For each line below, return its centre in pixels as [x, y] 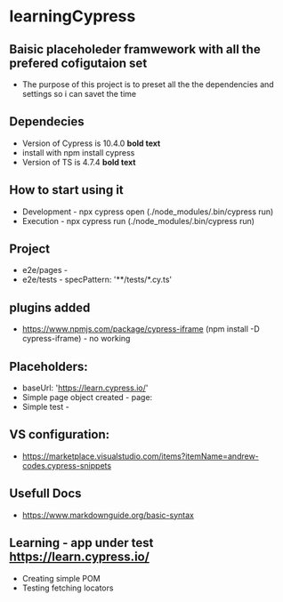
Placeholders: [49, 366]
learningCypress [73, 16]
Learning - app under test [81, 543]
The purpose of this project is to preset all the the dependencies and [148, 84]
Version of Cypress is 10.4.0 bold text [91, 143]
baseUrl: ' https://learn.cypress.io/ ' [85, 388]
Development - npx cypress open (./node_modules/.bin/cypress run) [148, 212]
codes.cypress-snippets [67, 465]
